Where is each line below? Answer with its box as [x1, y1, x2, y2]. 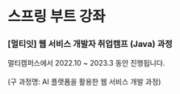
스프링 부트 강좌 [7, 7, 106, 26]
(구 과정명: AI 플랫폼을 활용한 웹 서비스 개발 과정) [7, 77, 161, 87]
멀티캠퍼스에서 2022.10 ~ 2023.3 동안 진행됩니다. [7, 58, 165, 68]
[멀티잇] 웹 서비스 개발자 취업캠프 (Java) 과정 [7, 38, 173, 49]
